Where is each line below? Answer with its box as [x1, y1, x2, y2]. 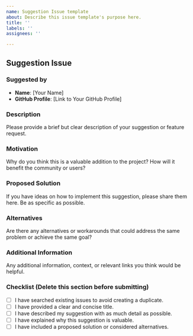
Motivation [6, 145, 38, 153]
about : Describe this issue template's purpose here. [6, 14, 142, 20]
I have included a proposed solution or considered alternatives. [14, 323, 169, 330]
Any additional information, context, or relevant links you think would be [6, 262, 181, 269]
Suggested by [6, 75, 47, 84]
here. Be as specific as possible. [6, 199, 85, 206]
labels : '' [6, 25, 33, 31]
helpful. [6, 268, 25, 276]
